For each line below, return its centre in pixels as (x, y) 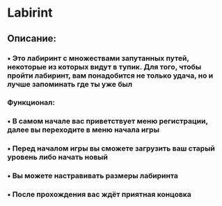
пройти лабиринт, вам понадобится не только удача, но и (110, 76)
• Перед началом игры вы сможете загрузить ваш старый (111, 148)
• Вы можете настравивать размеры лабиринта (93, 176)
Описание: (32, 38)
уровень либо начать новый (57, 157)
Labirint (30, 13)
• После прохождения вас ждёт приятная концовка (99, 194)
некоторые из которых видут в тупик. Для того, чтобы (104, 67)
